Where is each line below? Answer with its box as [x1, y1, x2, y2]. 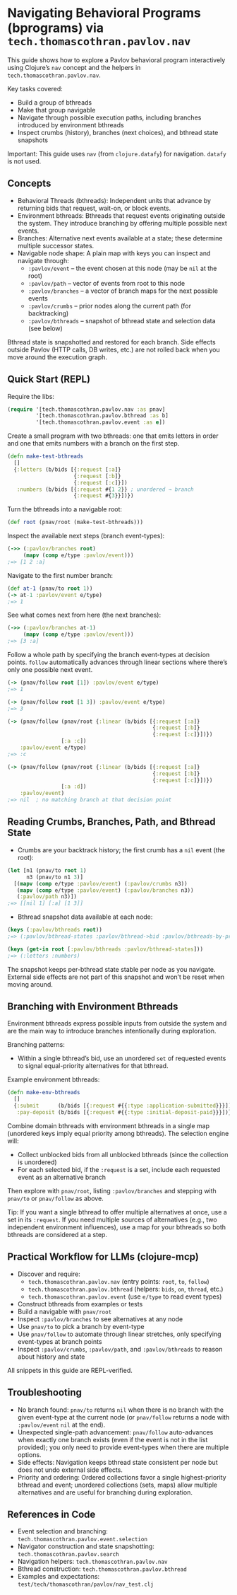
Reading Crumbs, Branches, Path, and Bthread [7, 816, 216, 828]
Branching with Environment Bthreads [7, 1001, 178, 1013]
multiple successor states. [17, 241, 95, 250]
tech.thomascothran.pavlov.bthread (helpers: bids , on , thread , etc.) [28, 1284, 224, 1293]
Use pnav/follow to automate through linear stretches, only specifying [17, 1330, 221, 1338]
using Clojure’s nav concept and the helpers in [7, 63, 141, 71]
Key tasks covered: [7, 84, 63, 93]
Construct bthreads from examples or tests [17, 1299, 143, 1308]
